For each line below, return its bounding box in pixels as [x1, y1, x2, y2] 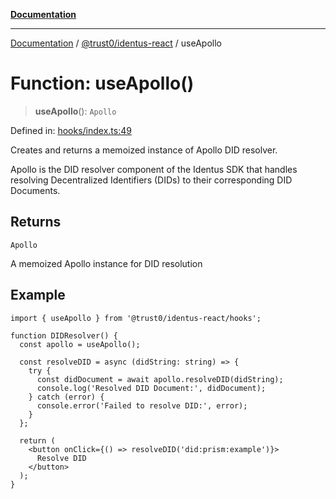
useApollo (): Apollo [34, 105, 117, 117]
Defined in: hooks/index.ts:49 [10, 124, 132, 136]
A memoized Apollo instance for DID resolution [10, 257, 203, 269]
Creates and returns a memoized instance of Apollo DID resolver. [10, 144, 278, 156]
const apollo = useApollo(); [19, 339, 141, 349]
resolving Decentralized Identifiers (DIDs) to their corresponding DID [10, 174, 293, 186]
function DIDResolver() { [10, 330, 118, 341]
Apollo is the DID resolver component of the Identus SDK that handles [10, 163, 298, 175]
